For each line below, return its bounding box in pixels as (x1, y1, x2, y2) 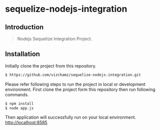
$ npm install (5, 101, 34, 106)
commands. (5, 91, 29, 97)
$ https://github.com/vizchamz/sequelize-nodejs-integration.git (5, 72, 141, 77)
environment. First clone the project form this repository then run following (5, 87, 156, 92)
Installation (5, 50, 40, 58)
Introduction (5, 23, 44, 31)
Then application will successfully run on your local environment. (5, 114, 136, 120)
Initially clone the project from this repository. (5, 63, 97, 69)
